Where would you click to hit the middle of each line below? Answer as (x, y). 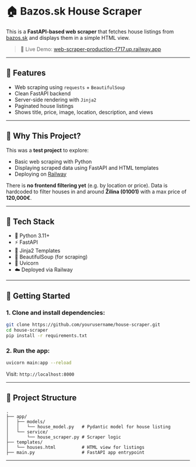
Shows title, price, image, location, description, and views (84, 112)
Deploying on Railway (41, 174)
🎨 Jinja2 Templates (37, 251)
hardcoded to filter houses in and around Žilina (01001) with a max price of (96, 192)
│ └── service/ (27, 432)
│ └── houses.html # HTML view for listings (75, 447)
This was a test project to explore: (48, 150)
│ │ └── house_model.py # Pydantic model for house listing (88, 427)
